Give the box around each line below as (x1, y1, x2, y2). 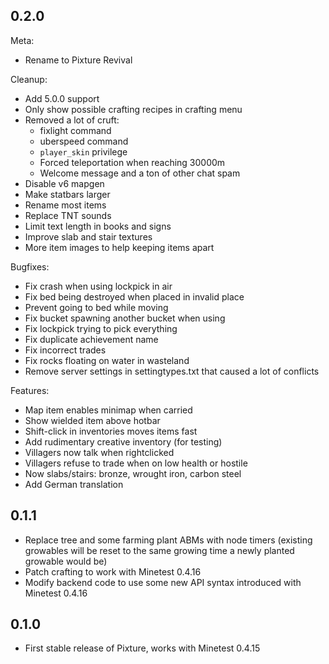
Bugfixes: (10, 260, 50, 273)
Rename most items (24, 199, 107, 211)
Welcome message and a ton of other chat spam (39, 167, 241, 179)
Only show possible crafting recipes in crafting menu (24, 103, 243, 115)
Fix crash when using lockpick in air (24, 280, 173, 292)
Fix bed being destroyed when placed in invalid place (24, 290, 245, 303)
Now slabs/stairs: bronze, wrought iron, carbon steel (24, 467, 242, 479)
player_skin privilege (39, 145, 128, 158)
